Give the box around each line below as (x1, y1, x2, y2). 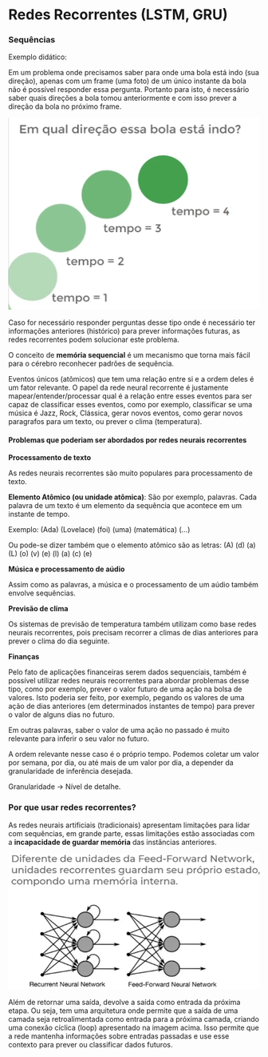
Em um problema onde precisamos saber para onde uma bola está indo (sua (8, 68, 259, 78)
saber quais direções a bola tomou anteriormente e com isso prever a (8, 94, 237, 103)
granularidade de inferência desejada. (8, 767, 133, 776)
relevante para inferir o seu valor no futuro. (8, 734, 150, 743)
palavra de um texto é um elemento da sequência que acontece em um (8, 501, 242, 510)
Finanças (8, 652, 40, 662)
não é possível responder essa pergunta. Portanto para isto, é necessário (8, 85, 250, 94)
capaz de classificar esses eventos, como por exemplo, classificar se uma (8, 400, 253, 410)
